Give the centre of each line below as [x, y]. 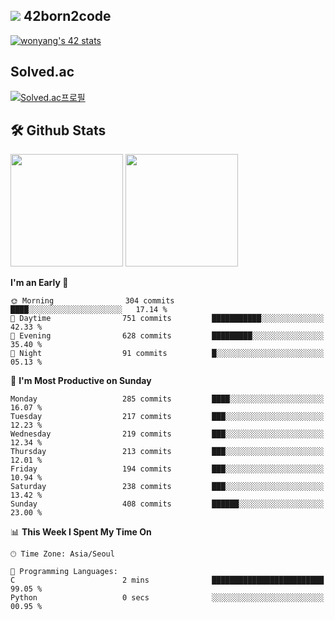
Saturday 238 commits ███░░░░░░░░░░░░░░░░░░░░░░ [167, 487]
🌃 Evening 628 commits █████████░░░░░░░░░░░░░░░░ [167, 336]
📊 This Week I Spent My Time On [81, 532]
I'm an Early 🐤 [39, 283]
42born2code [67, 16]
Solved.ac [42, 72]
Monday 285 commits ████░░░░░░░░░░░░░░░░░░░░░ [167, 399]
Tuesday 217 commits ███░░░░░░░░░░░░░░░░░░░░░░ [167, 417]
